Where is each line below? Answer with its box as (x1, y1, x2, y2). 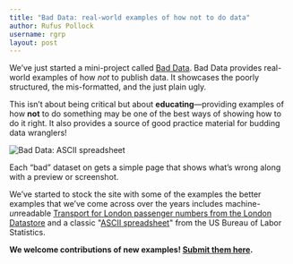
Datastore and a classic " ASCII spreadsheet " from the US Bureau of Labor (9, 217, 282, 228)
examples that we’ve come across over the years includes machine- (9, 199, 262, 209)
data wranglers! (9, 127, 67, 139)
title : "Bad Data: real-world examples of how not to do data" (9, 13, 251, 22)
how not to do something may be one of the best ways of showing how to (9, 108, 282, 119)
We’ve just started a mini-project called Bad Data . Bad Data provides (9, 63, 263, 73)
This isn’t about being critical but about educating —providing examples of (9, 99, 285, 110)
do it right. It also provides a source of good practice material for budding (9, 118, 280, 129)
